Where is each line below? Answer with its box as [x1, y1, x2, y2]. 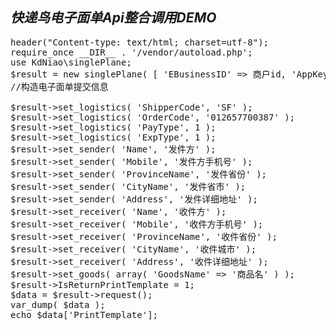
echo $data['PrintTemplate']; [10, 309, 159, 320]
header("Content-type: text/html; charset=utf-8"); [10, 36, 270, 48]
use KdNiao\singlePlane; [10, 56, 132, 68]
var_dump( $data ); [10, 299, 106, 310]
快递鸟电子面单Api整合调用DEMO [10, 9, 217, 27]
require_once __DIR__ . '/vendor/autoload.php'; [10, 46, 253, 58]
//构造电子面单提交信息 [10, 81, 109, 92]
